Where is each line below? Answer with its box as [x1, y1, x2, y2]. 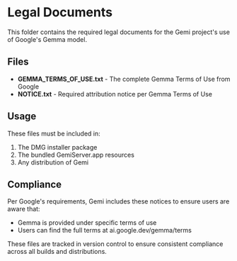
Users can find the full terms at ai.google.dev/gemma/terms [17, 226, 192, 235]
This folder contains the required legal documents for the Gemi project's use [7, 28, 230, 36]
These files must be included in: [7, 129, 100, 138]
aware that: [7, 205, 40, 213]
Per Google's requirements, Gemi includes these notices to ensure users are [7, 197, 230, 206]
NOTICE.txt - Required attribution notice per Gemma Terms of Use [17, 89, 212, 98]
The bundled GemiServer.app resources [17, 150, 134, 159]
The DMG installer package [17, 143, 98, 151]
